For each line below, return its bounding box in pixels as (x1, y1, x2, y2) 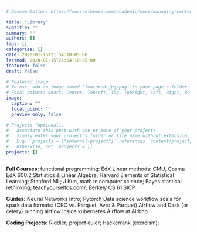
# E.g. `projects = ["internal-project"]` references (6, 138, 145, 144)
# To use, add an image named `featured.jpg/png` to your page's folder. (6, 84, 191, 90)
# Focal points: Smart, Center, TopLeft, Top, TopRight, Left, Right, (6, 90, 182, 95)
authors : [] (6, 36, 35, 42)
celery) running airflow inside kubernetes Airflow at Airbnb (6, 207, 148, 214)
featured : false (6, 63, 46, 69)
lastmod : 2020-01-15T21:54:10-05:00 (6, 57, 96, 63)
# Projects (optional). (6, 122, 64, 128)
